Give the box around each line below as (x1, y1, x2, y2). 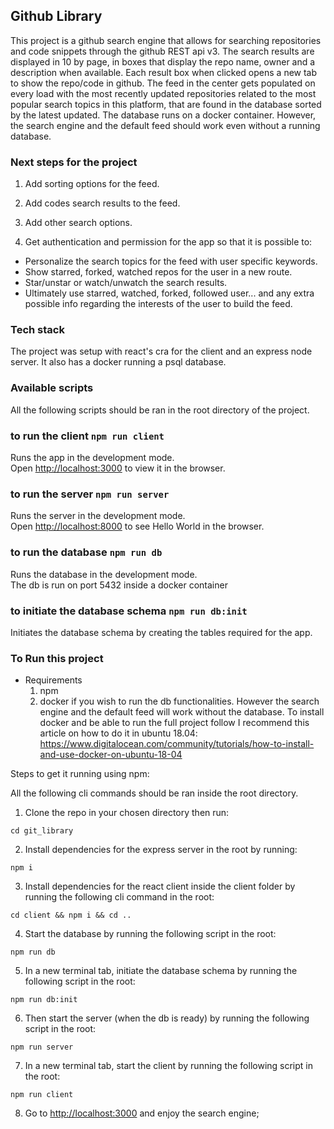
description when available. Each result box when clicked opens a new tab (10, 66, 318, 78)
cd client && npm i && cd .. (10, 910, 132, 921)
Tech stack (10, 323, 65, 337)
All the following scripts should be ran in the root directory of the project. (10, 404, 310, 416)
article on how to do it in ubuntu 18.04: (39, 727, 198, 739)
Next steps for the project (10, 155, 138, 169)
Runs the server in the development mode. (10, 510, 186, 522)
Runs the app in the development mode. (10, 452, 175, 463)
